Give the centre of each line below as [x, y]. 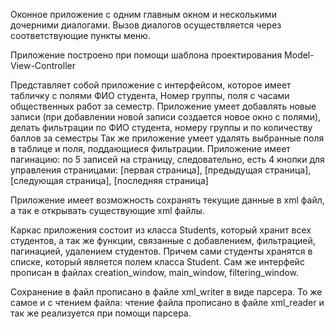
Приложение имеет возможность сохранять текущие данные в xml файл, [167, 200]
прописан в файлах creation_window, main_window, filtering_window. [155, 272]
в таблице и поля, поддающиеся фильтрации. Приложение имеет [150, 148]
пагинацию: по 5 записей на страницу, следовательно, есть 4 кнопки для [167, 159]
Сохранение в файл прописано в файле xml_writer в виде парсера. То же [166, 292]
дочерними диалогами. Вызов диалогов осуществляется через [146, 25]
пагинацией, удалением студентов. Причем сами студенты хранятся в [161, 251]
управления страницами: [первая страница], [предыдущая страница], [161, 170]
